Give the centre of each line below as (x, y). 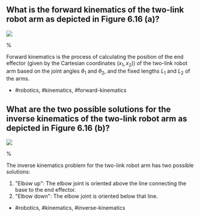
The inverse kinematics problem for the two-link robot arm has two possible (100, 165)
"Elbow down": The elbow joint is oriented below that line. (86, 196)
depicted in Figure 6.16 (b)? (58, 128)
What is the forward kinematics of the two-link (95, 10)
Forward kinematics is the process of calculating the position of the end (95, 57)
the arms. (18, 79)
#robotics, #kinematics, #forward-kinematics (71, 90)
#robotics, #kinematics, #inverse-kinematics (70, 208)
